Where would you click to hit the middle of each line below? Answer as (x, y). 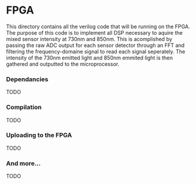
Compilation (24, 108)
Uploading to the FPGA (39, 135)
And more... (23, 163)
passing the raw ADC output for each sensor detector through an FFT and (95, 45)
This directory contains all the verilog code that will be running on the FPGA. (98, 26)
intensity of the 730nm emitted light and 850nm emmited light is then (89, 58)
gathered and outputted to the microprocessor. (63, 64)
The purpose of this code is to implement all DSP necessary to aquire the (94, 32)
